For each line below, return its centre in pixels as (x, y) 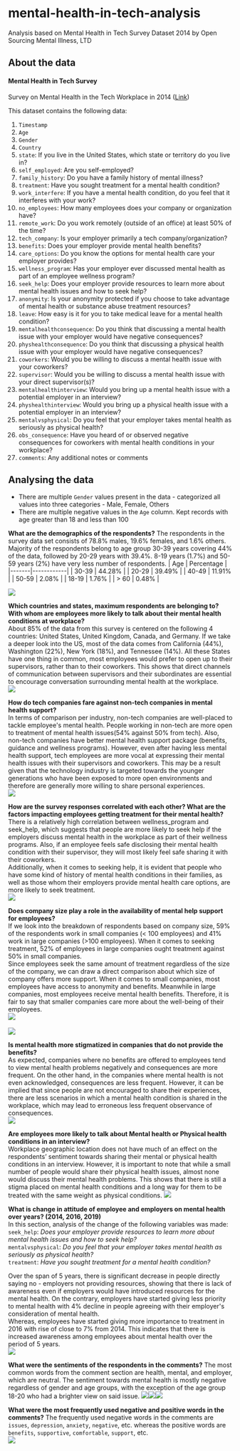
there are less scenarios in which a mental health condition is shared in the (118, 1098)
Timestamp (33, 125)
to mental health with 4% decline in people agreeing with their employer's (116, 1306)
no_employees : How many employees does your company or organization (125, 207)
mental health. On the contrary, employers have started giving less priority (117, 1299)
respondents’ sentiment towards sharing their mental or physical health (113, 1157)
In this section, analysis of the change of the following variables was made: (118, 1224)
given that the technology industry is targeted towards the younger (106, 771)
